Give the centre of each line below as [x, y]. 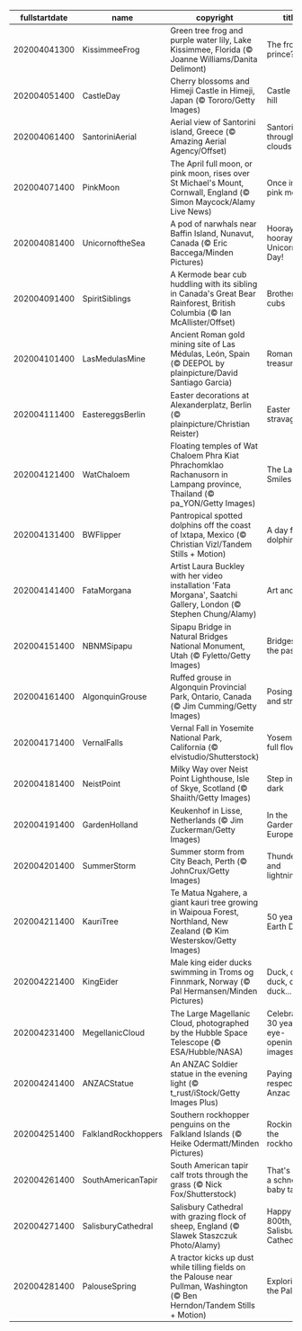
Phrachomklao [197, 465]
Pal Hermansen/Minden [214, 991]
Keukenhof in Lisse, [206, 810]
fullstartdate [44, 17]
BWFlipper [102, 535]
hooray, [280, 238]
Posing [280, 692]
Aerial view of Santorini [213, 122]
